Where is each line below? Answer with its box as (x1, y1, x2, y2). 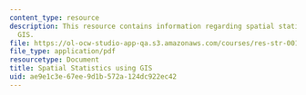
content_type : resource (9, 13, 100, 23)
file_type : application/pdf (9, 47, 117, 56)
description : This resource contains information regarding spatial (9, 22, 275, 31)
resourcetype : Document (9, 55, 100, 64)
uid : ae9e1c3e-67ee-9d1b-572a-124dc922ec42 (9, 72, 178, 81)
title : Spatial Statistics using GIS (9, 64, 153, 73)
